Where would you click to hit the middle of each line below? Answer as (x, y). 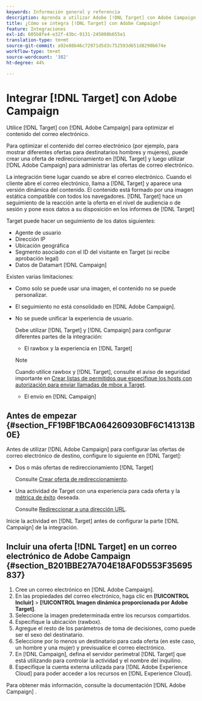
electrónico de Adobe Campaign (68, 556)
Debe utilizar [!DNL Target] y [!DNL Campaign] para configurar (93, 330)
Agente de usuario (38, 233)
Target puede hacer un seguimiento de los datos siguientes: (81, 221)
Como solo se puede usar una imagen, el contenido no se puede (96, 288)
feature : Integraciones (36, 29)
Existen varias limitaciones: (40, 277)
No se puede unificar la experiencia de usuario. (74, 319)
